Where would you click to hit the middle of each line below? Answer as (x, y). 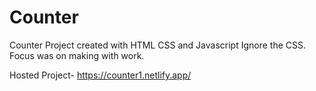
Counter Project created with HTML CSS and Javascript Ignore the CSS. (158, 45)
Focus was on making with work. (77, 55)
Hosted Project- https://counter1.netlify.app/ (100, 75)
